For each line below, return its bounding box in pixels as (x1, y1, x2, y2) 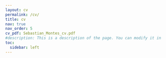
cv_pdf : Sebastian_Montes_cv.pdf (5, 31, 76, 36)
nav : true (5, 21, 26, 27)
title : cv (5, 17, 26, 22)
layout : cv (5, 7, 28, 13)
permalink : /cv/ (5, 12, 39, 17)
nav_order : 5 (5, 26, 33, 31)
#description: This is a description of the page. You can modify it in (5, 36, 161, 41)
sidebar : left (10, 45, 39, 50)
